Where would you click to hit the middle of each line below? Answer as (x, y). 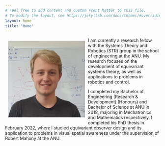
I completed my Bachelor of (116, 92)
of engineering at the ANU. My (119, 56)
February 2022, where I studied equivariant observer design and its (73, 128)
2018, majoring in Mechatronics (120, 112)
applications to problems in (115, 77)
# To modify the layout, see (35, 15)
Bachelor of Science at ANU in (119, 107)
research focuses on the (113, 61)
